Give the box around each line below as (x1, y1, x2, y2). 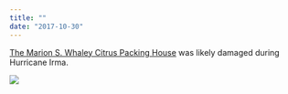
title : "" (9, 13, 48, 23)
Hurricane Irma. (9, 57, 69, 68)
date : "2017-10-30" (9, 22, 84, 31)
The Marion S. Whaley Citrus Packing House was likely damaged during (9, 47, 281, 57)
